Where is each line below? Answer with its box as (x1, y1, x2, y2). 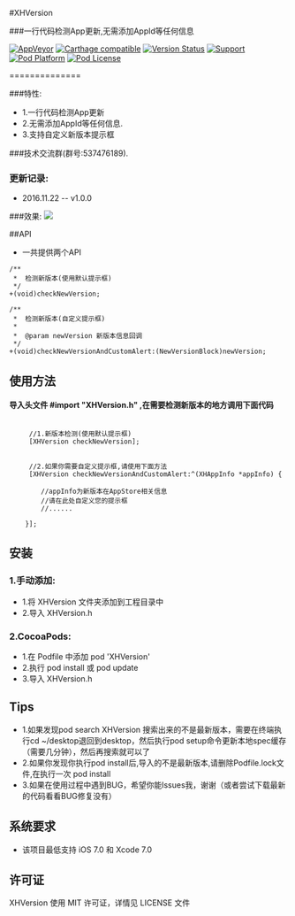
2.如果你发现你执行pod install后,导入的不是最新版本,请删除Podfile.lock (21, 757, 276, 768)
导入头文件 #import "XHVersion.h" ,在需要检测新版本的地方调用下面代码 (9, 400, 274, 411)
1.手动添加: (9, 574, 56, 587)
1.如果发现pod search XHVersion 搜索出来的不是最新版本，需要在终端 (21, 724, 275, 735)
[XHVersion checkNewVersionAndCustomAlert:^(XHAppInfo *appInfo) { (28, 469, 283, 479)
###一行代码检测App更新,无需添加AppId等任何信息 (9, 26, 194, 36)
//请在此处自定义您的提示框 (41, 496, 128, 505)
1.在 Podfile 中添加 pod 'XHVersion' (21, 650, 150, 662)
